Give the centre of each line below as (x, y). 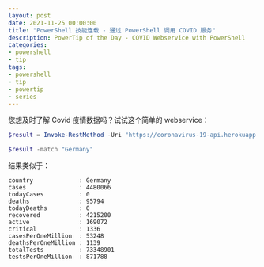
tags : (17, 67)
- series (23, 97)
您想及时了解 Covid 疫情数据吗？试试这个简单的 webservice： (109, 120)
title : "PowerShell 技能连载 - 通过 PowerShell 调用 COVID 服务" (112, 30)
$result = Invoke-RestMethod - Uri (65, 135)
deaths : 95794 (56, 201)
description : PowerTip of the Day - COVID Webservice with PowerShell (127, 38)
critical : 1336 (55, 229)
